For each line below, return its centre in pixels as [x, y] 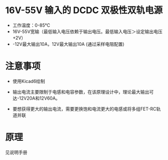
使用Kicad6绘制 [29, 81]
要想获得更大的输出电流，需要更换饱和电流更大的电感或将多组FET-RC [85, 109]
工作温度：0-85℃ [31, 25]
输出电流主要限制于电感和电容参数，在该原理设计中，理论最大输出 [81, 92]
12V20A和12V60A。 [40, 98]
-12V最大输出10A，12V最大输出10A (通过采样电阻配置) [68, 44]
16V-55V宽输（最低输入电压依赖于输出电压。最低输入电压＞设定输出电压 [87, 31]
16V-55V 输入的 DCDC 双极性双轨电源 [84, 10]
